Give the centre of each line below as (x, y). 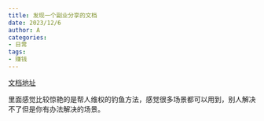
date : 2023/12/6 (35, 23)
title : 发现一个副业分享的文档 (53, 15)
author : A (24, 30)
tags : (17, 52)
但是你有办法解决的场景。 (63, 109)
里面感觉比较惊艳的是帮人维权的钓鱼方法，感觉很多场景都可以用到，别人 (125, 99)
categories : (27, 37)
